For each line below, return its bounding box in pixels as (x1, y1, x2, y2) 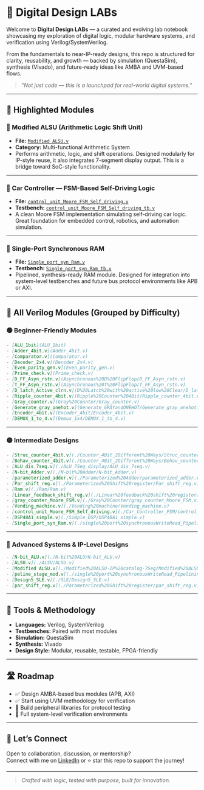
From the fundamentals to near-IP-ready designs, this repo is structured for (6, 50, 195, 57)
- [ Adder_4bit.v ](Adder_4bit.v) (6, 348, 88, 354)
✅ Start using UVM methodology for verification (15, 697, 135, 704)
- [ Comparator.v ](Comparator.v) (6, 353, 88, 360)
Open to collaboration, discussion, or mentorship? (6, 750, 131, 757)
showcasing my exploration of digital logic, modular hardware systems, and (6, 32, 195, 39)
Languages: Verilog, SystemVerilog (15, 621, 104, 629)
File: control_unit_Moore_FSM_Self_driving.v (15, 197, 129, 204)
